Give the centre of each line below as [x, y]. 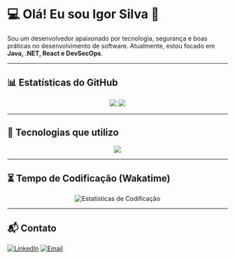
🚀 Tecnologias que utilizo [63, 133]
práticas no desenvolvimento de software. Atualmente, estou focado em [111, 45]
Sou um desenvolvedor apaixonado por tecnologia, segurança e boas [107, 38]
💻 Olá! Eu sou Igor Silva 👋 [83, 14]
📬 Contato [32, 228]
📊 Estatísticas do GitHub [63, 83]
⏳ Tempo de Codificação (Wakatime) [89, 178]
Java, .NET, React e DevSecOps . [55, 53]
